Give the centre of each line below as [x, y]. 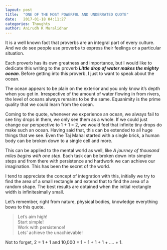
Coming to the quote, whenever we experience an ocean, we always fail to [82, 114]
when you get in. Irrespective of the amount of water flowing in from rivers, [83, 94]
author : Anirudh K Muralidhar [37, 28]
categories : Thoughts [28, 24]
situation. [15, 53]
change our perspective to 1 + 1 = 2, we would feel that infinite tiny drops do [83, 125]
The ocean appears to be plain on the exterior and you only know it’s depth [83, 88]
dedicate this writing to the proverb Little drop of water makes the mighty [82, 68]
